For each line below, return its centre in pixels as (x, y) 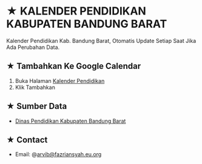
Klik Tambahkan (35, 87)
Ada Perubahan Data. (33, 47)
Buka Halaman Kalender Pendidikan (60, 80)
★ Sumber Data (37, 106)
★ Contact (27, 139)
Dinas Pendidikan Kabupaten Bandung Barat (70, 121)
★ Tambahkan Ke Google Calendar (74, 66)
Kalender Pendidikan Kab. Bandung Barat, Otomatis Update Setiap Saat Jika (101, 41)
